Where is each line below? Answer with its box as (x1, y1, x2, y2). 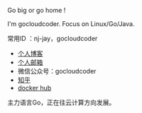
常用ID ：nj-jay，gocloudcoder (7, 35, 98, 42)
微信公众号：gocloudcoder (17, 67, 97, 75)
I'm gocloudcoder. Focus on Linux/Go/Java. (7, 20, 135, 28)
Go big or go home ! (7, 6, 66, 14)
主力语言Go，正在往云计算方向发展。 (7, 98, 116, 107)
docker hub (17, 84, 52, 92)
